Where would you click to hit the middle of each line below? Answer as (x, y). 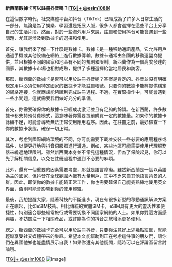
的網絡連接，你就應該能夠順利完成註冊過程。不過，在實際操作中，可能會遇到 (86, 92)
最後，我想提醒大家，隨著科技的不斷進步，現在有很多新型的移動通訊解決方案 (86, 200)
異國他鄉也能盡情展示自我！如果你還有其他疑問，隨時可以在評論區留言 (88, 242)
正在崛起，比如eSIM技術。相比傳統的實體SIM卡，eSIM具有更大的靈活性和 (83, 206)
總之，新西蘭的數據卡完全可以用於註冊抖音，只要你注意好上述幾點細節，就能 (86, 230)
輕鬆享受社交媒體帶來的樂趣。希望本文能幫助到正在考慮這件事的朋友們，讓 (84, 236)
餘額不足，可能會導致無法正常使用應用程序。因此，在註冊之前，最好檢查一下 (86, 122)
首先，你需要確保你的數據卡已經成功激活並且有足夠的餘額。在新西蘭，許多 (84, 109)
